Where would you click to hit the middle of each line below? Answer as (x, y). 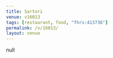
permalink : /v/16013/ (32, 28)
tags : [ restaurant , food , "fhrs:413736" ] (57, 22)
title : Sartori (24, 11)
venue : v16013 (23, 17)
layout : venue (23, 33)
